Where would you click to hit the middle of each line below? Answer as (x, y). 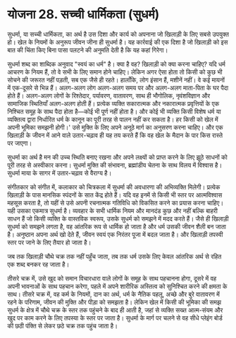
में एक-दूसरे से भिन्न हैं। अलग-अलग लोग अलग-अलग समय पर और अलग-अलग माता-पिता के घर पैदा (118, 88)
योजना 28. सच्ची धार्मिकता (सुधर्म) (83, 14)
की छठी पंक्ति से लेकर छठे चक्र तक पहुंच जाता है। (63, 325)
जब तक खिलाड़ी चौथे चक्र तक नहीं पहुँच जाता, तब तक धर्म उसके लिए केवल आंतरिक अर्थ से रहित (114, 256)
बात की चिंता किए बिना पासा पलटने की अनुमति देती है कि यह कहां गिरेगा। (88, 50)
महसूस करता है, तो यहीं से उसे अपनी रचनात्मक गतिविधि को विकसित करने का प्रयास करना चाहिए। (116, 202)
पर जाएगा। (20, 143)
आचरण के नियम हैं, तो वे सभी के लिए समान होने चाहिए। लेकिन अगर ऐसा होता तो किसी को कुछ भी (115, 72)
